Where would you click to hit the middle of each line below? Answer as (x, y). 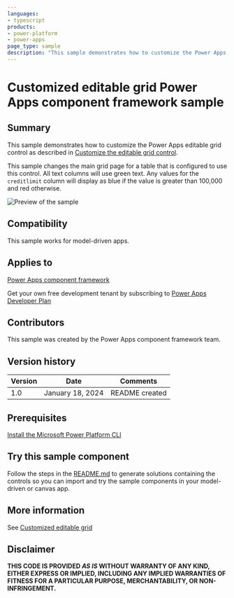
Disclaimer (31, 549)
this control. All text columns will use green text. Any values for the (103, 173)
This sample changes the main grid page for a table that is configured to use (117, 166)
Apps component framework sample (116, 103)
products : (22, 27)
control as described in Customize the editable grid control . (93, 152)
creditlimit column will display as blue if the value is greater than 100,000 (115, 181)
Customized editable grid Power (102, 88)
